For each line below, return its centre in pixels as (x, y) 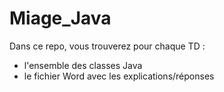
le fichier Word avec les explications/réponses (119, 76)
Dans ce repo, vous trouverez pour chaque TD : (107, 46)
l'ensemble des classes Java (83, 65)
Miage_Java (60, 18)
